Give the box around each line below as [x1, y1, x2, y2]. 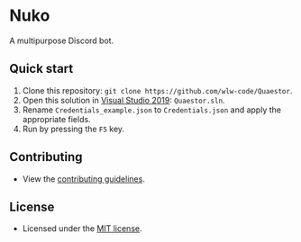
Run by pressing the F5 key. [22, 123, 124, 134]
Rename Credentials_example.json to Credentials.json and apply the [22, 104, 282, 115]
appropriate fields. [22, 113, 92, 124]
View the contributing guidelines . [22, 173, 146, 184]
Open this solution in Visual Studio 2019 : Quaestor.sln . [22, 94, 225, 105]
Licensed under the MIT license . [22, 223, 142, 234]
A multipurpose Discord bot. [9, 35, 114, 46]
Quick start [9, 61, 74, 76]
